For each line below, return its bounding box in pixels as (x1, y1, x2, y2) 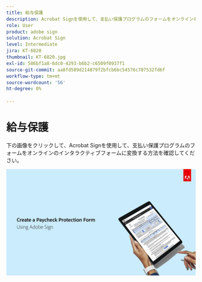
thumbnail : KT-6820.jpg (6, 54, 66, 60)
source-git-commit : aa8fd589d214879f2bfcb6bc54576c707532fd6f (6, 67, 165, 73)
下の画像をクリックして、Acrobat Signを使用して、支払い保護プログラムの (6, 141, 191, 149)
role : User (6, 22, 34, 28)
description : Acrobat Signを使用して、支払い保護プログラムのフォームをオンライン (6, 16, 194, 22)
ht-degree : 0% (6, 86, 42, 92)
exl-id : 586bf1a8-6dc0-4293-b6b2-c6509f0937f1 (6, 60, 125, 66)
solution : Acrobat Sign (6, 35, 66, 41)
